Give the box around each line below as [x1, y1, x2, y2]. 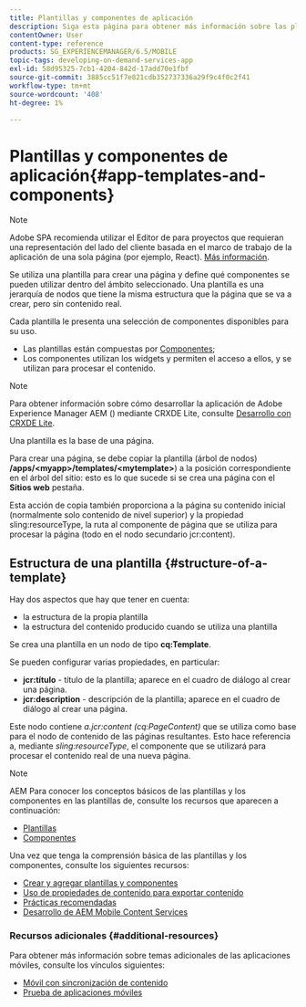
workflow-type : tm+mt [9, 81, 92, 90]
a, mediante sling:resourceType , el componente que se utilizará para [9, 740, 267, 751]
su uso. [9, 326, 37, 337]
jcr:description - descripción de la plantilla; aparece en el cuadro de [22, 694, 280, 705]
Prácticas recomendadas [22, 897, 117, 908]
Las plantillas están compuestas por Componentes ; [22, 343, 216, 354]
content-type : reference [9, 38, 104, 48]
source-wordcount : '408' [9, 89, 104, 99]
